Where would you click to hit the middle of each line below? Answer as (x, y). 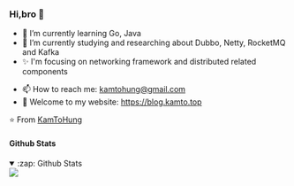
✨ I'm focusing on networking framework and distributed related (139, 62)
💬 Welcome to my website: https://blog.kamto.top (112, 102)
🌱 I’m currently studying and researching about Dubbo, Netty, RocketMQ (154, 43)
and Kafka (41, 52)
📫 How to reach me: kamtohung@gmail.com (104, 89)
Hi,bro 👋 (27, 14)
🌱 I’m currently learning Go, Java (81, 34)
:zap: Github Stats (49, 163)
